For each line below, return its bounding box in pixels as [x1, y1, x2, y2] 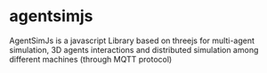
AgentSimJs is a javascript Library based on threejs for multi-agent [9, 35, 255, 46]
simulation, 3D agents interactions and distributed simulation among [9, 44, 259, 55]
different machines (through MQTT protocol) [9, 54, 173, 64]
